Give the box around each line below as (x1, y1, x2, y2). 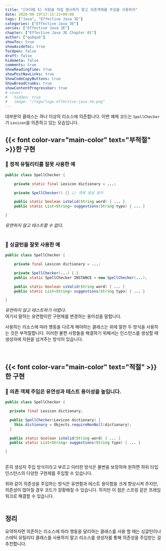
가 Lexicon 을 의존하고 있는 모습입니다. (5, 120, 79, 126)
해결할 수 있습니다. (18, 493, 55, 499)
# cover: (5, 90, 23, 95)
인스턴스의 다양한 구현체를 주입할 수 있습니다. (5, 470, 93, 476)
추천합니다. (5, 541, 27, 547)
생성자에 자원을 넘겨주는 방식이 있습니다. (5, 336, 83, 342)
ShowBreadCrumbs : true (5, 81, 52, 86)
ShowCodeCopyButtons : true (5, 76, 61, 81)
